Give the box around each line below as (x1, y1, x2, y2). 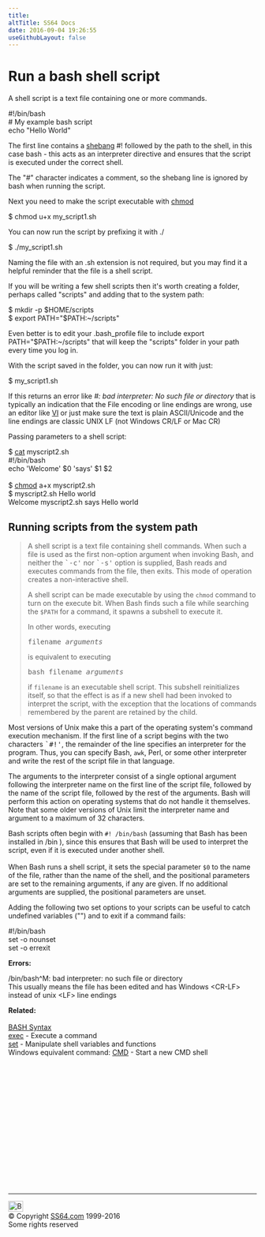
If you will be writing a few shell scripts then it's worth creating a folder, (8, 282, 241, 291)
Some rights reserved (8, 1220, 79, 1229)
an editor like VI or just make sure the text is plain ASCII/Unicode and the (8, 408, 244, 418)
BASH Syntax (8, 1022, 52, 1032)
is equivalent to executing (27, 652, 112, 661)
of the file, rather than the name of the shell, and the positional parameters (8, 871, 250, 880)
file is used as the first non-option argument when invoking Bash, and (27, 550, 254, 559)
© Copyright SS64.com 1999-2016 (8, 1212, 121, 1220)
